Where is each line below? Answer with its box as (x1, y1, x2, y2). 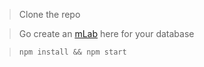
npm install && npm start (18, 47, 127, 57)
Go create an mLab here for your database (18, 28, 195, 39)
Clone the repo (18, 9, 81, 20)
